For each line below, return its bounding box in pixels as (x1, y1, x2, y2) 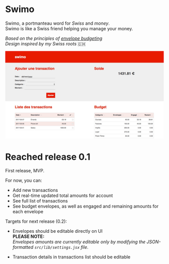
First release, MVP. (5, 168, 44, 174)
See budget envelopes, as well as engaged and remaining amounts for (12, 203, 159, 210)
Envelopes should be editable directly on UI (12, 228, 103, 234)
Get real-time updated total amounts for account (12, 192, 113, 199)
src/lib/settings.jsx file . (34, 244, 89, 250)
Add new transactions (12, 187, 58, 193)
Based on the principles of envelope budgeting (5, 35, 103, 41)
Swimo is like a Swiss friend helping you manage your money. (5, 25, 133, 31)
